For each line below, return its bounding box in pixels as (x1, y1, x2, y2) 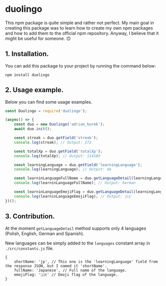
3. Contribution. (5, 212, 55, 220)
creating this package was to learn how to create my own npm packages (5, 25, 153, 31)
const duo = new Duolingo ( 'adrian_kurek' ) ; (14, 122, 105, 127)
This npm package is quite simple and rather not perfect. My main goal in (5, 20, 154, 26)
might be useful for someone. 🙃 (5, 36, 71, 41)
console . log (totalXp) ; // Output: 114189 (14, 153, 100, 158)
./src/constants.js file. (5, 245, 54, 251)
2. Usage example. (5, 86, 64, 94)
